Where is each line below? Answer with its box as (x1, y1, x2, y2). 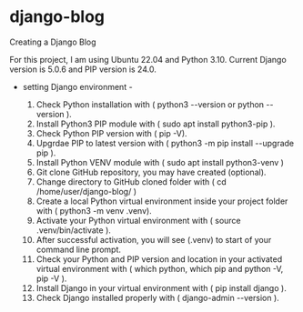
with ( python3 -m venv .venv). (35, 205, 152, 216)
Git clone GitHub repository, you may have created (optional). (35, 166, 267, 177)
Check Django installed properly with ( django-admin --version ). (35, 292, 279, 303)
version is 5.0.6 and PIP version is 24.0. (9, 64, 157, 75)
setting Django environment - (22, 81, 134, 92)
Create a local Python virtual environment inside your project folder (35, 196, 288, 206)
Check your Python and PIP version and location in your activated (35, 253, 283, 265)
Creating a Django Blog (9, 36, 97, 47)
